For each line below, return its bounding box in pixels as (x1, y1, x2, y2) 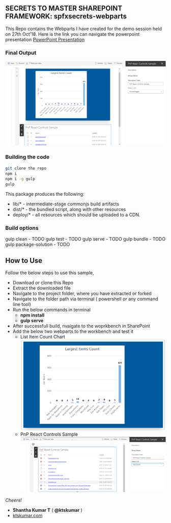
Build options (5, 224, 39, 231)
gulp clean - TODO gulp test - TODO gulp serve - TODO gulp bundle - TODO (5, 236, 166, 242)
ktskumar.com (12, 512, 43, 518)
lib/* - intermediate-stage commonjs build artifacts (12, 201, 120, 207)
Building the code (5, 153, 50, 161)
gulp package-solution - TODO (5, 242, 70, 248)
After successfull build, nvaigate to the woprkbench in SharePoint (12, 323, 150, 329)
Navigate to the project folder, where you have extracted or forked (12, 291, 152, 297)
